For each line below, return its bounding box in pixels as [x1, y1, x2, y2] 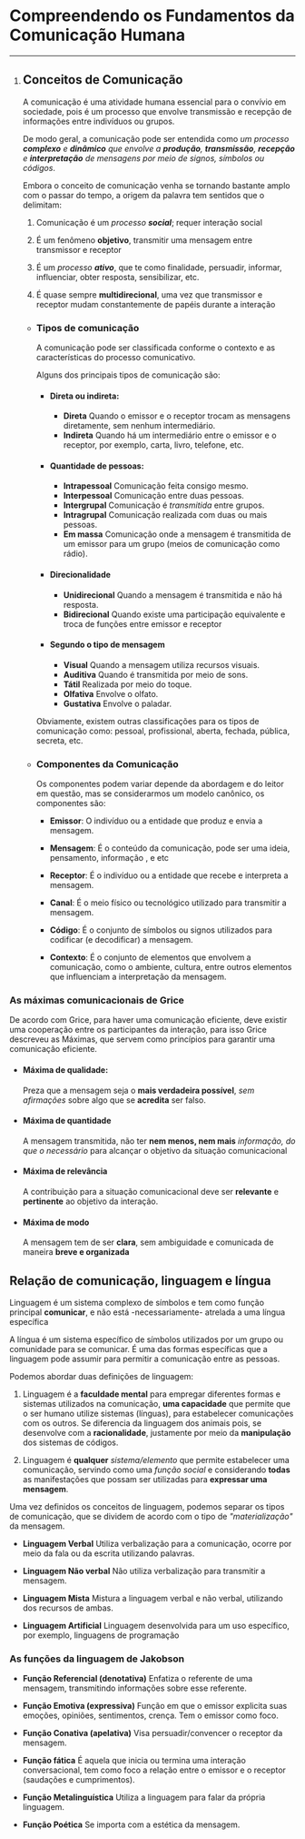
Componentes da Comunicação [35, 757, 179, 770]
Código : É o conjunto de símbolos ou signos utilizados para [49, 925, 272, 935]
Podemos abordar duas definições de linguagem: [9, 1371, 193, 1382]
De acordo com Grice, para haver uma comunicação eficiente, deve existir [9, 1015, 288, 1026]
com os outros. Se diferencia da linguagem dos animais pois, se [22, 1418, 261, 1429]
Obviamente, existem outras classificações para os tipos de [35, 715, 261, 726]
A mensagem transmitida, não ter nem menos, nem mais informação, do [22, 1135, 296, 1147]
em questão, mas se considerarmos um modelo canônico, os [35, 788, 265, 799]
